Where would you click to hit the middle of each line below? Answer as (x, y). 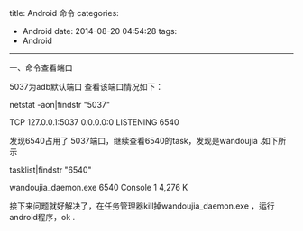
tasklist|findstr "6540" (50, 170)
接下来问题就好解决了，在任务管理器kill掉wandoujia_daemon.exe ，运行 (142, 206)
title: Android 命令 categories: (64, 13)
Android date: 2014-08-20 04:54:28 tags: (100, 31)
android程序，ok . (42, 217)
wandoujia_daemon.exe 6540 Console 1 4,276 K (99, 187)
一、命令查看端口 (41, 67)
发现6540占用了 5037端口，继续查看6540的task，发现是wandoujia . (136, 141)
